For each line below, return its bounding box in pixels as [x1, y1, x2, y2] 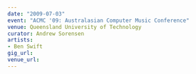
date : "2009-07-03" [7, 10, 66, 18]
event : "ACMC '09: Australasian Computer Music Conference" [7, 17, 190, 24]
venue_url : [7, 56, 40, 63]
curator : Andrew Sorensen [7, 30, 84, 37]
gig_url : [7, 50, 33, 57]
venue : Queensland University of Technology [7, 23, 142, 30]
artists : [7, 37, 33, 44]
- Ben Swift [7, 43, 43, 50]
